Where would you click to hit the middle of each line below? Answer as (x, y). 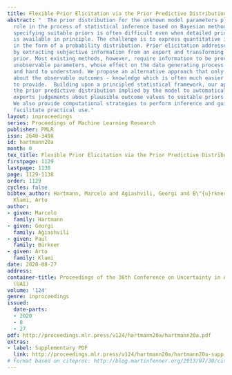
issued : (18, 303)
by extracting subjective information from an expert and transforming (119, 53)
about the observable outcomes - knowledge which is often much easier (119, 78)
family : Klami (33, 258)
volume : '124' (28, 290)
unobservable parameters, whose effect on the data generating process (119, 65)
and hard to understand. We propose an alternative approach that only (119, 71)
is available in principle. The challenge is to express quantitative (117, 39)
